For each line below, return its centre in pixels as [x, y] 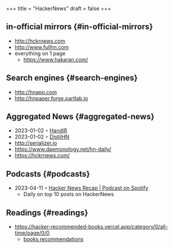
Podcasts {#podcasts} [48, 174]
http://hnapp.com [36, 92]
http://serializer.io [36, 143]
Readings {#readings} [47, 213]
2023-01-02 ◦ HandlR [41, 130]
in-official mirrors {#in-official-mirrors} [80, 27]
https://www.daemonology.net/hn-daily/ [63, 149]
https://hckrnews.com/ [42, 156]
